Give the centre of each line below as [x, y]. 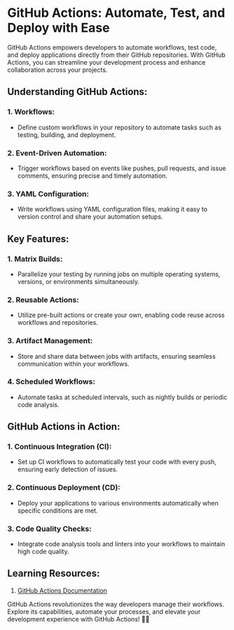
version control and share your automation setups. [90, 217]
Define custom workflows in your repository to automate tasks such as [119, 127]
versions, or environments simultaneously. [78, 281]
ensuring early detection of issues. [67, 470]
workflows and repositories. [57, 323]
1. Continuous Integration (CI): [60, 446]
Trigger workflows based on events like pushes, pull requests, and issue [122, 168]
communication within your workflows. [73, 364]
